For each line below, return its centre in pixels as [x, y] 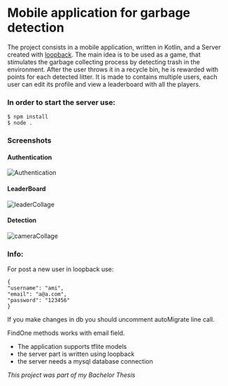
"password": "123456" [39, 301]
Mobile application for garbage [99, 13]
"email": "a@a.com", [37, 294]
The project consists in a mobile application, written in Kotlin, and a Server [114, 47]
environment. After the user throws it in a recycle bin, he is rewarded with [113, 69]
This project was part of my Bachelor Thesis [71, 375]
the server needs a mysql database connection [85, 362]
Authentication [30, 157]
